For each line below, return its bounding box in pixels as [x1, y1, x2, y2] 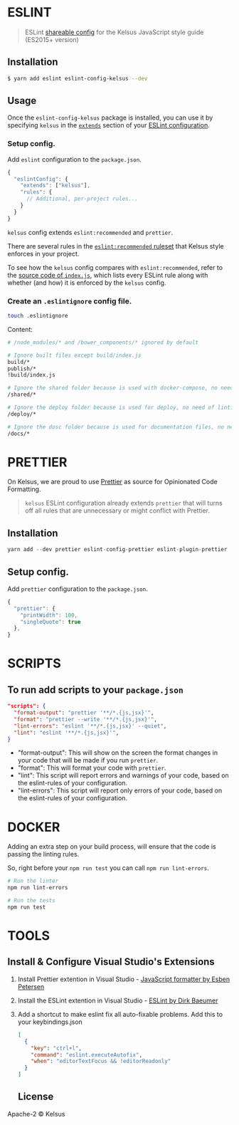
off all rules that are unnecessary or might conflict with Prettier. [24, 506, 210, 515]
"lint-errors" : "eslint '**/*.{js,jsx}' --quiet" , [14, 722, 167, 730]
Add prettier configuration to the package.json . [7, 585, 148, 593]
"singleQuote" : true [20, 618, 81, 625]
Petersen [17, 982, 45, 990]
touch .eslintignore [7, 313, 69, 320]
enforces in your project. [7, 249, 80, 258]
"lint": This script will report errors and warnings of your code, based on [17, 771, 229, 780]
